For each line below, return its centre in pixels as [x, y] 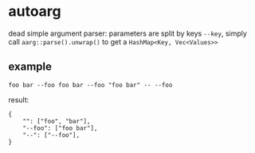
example [30, 67]
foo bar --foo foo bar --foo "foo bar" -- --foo [90, 85]
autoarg [35, 11]
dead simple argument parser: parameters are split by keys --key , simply [127, 33]
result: [19, 99]
